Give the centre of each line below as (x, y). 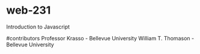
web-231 (29, 10)
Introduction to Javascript (38, 27)
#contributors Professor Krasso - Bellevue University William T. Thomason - (100, 38)
